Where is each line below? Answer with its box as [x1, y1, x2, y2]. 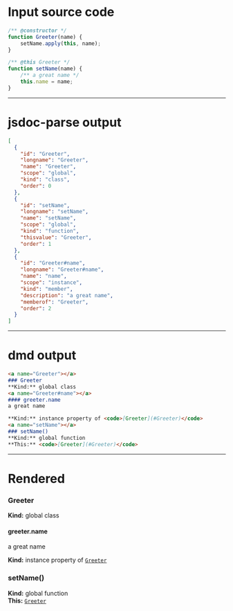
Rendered [8, 470, 65, 486]
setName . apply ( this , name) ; [20, 39, 101, 47]
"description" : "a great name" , [20, 292, 113, 299]
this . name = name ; [20, 78, 73, 85]
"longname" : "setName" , [20, 209, 89, 215]
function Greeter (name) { [8, 33, 82, 40]
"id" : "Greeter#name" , [20, 260, 86, 267]
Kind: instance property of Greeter [8, 556, 107, 565]
